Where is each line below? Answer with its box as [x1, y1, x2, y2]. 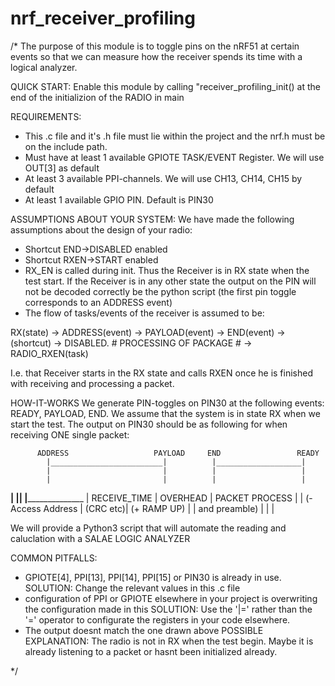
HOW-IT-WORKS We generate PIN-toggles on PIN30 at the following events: [10, 397, 325, 409]
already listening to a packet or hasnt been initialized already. [24, 645, 278, 657]
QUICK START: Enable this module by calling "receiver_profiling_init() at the [10, 80, 322, 92]
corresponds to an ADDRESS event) [24, 296, 173, 308]
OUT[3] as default [24, 162, 100, 174]
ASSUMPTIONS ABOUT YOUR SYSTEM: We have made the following [10, 213, 295, 225]
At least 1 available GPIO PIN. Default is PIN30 [24, 193, 214, 206]
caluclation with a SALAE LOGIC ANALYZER [10, 532, 191, 544]
